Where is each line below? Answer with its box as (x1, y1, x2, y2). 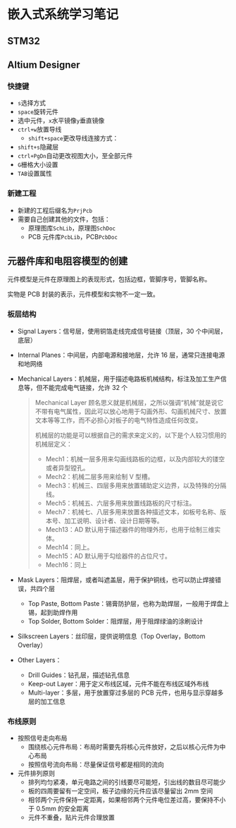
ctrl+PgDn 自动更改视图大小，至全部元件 (17, 152, 133, 160)
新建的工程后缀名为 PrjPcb (17, 206, 93, 214)
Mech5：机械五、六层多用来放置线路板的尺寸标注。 (45, 499, 196, 507)
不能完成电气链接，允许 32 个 (42, 383, 128, 391)
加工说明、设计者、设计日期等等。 (64, 516, 163, 525)
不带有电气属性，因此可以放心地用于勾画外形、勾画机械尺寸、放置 (35, 407, 227, 415)
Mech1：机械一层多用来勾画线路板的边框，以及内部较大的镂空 (45, 454, 225, 463)
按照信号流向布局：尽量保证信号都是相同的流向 (27, 760, 164, 769)
